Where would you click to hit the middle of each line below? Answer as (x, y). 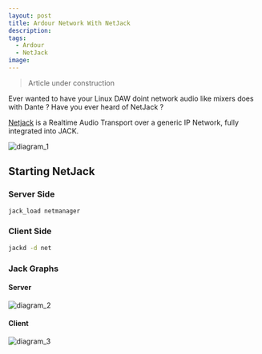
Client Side (30, 231)
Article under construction (71, 83)
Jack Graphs (33, 268)
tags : (17, 38)
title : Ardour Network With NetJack (69, 23)
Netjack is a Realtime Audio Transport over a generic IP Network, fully (123, 122)
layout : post (30, 16)
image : (19, 61)
